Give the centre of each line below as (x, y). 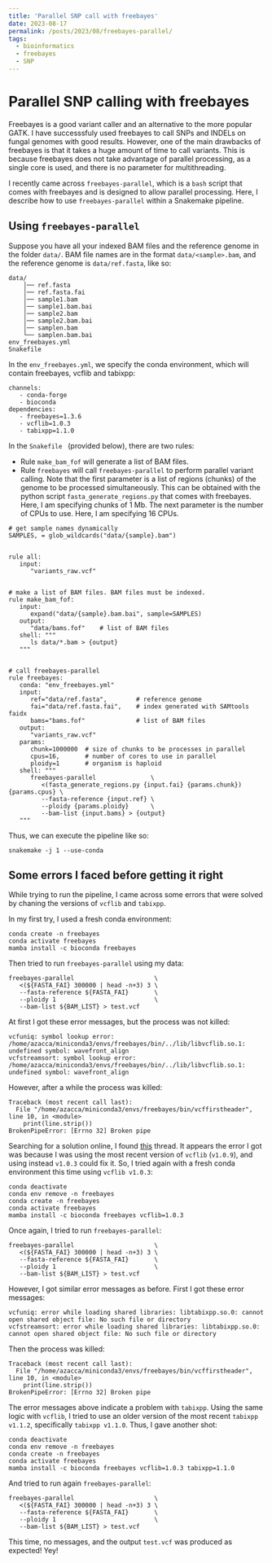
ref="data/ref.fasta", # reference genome (116, 699)
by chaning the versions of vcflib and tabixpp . (87, 904)
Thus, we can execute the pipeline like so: (79, 835)
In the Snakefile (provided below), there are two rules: (101, 445)
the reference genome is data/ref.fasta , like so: (90, 263)
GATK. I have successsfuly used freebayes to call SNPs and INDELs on (127, 133)
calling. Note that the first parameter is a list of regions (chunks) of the (138, 479)
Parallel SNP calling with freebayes (129, 102)
